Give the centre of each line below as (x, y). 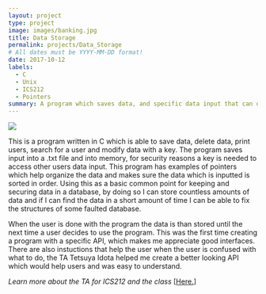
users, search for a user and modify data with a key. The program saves (125, 150)
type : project (32, 23)
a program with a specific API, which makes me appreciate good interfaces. (132, 241)
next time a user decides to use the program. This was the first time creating (133, 233)
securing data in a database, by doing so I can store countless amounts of (129, 192)
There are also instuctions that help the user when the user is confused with (132, 250)
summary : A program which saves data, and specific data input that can (131, 104)
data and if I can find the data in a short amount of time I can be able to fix (129, 200)
